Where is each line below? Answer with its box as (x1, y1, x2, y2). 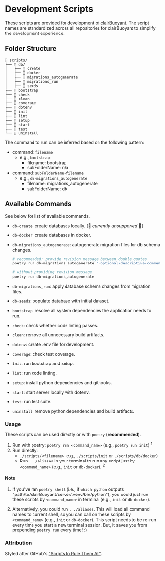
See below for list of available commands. (5, 213, 90, 219)
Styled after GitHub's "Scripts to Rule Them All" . (5, 551, 102, 557)
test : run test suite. (12, 399, 52, 405)
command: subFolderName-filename (12, 170, 84, 176)
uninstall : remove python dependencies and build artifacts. (12, 408, 134, 414)
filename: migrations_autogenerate (27, 180, 98, 186)
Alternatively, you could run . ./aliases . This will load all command (12, 506, 150, 512)
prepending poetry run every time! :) (12, 527, 87, 533)
